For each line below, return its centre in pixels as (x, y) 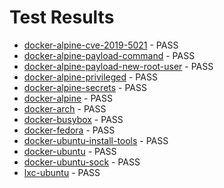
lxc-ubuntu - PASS (62, 172)
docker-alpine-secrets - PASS (85, 87)
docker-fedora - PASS (69, 130)
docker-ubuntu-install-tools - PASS (96, 140)
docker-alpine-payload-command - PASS (109, 55)
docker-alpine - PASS (68, 98)
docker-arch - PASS (65, 108)
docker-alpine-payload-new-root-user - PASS (118, 66)
